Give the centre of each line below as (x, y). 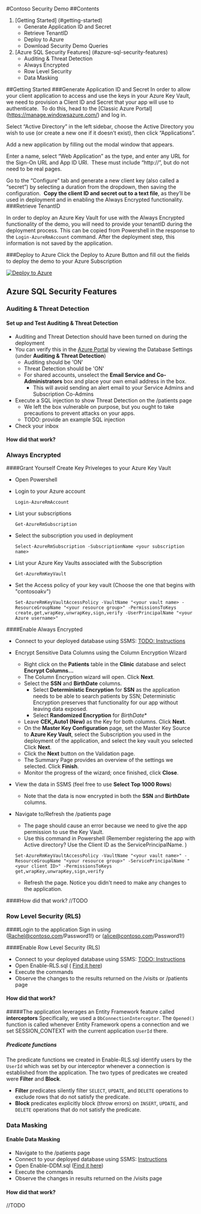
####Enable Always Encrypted (44, 629)
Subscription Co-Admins (63, 394)
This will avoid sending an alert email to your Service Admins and (113, 387)
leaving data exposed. (60, 709)
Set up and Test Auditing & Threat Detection (62, 323)
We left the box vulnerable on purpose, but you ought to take (99, 406)
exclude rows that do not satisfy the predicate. (72, 1097)
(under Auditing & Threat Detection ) (60, 355)
